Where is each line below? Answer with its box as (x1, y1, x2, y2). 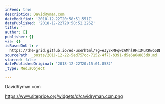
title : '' (5, 25, 26, 30)
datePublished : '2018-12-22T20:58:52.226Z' (5, 21, 96, 26)
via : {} (5, 39, 21, 44)
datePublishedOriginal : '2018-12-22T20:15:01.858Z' (5, 62, 113, 66)
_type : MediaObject (5, 66, 45, 71)
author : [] (5, 30, 27, 35)
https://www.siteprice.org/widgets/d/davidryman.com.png (5, 93, 123, 99)
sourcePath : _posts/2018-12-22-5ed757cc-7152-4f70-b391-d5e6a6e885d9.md (5, 52, 157, 58)
